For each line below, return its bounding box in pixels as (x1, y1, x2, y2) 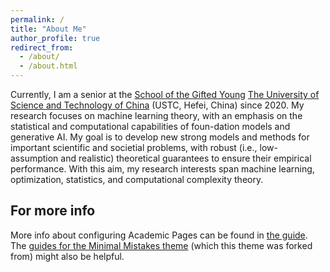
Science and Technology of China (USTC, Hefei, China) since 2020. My (10, 99, 305, 111)
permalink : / (10, 14, 65, 25)
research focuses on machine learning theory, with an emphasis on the (10, 110, 303, 121)
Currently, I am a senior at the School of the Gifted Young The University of (10, 89, 320, 100)
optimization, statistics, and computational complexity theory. (10, 174, 264, 185)
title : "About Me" (10, 24, 87, 34)
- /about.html (19, 61, 78, 71)
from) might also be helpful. (10, 250, 125, 262)
